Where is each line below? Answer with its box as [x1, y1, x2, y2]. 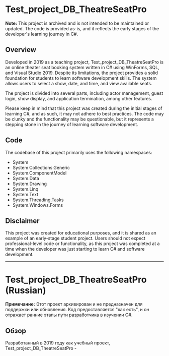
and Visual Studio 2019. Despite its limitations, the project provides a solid [5, 70, 158, 76]
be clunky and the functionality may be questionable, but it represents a [5, 116, 154, 122]
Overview [5, 45, 37, 54]
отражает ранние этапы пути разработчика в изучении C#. [5, 312, 133, 318]
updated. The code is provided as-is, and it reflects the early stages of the [5, 25, 159, 31]
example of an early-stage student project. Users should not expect [5, 235, 146, 242]
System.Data [12, 175, 39, 181]
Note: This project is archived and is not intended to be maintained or [5, 20, 149, 26]
